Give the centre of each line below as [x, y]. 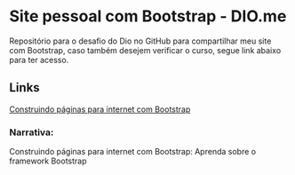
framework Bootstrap [48, 161]
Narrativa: [32, 132]
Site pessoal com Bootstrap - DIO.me [148, 16]
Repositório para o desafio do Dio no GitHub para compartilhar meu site [140, 41]
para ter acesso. [39, 60]
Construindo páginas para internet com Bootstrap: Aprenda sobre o [132, 152]
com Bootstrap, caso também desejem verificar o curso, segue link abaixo [145, 50]
